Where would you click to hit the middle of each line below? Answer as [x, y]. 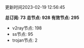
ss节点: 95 [22, 34]
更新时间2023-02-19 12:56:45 [35, 7]
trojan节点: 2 [25, 40]
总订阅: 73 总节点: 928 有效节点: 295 [42, 18]
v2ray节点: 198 [27, 28]
